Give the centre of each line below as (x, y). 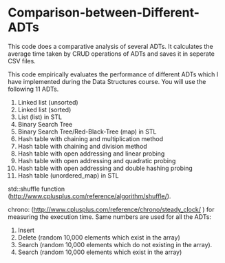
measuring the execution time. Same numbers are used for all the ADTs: (110, 217)
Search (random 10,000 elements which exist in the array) (100, 252)
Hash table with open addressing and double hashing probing (105, 168)
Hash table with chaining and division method (82, 146)
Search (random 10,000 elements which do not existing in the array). (115, 244)
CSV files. (22, 61)
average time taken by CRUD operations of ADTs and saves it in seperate (111, 54)
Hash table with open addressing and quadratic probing (97, 160)
